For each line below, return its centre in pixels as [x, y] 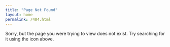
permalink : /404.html [28, 19]
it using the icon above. [30, 39]
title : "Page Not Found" [31, 10]
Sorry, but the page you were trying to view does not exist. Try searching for [85, 34]
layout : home [19, 15]
